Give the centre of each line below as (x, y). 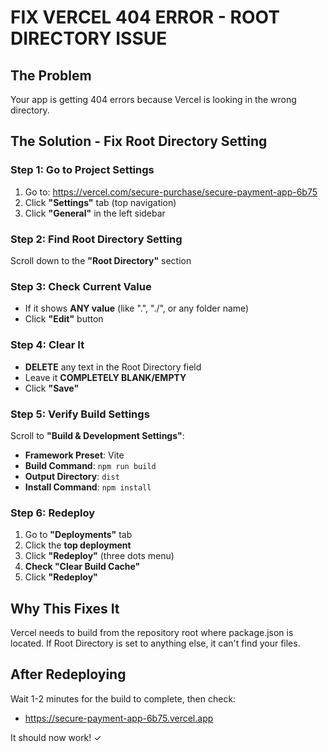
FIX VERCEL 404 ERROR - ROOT (145, 17)
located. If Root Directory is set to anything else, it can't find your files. (155, 643)
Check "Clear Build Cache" (82, 567)
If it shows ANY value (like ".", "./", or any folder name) (137, 308)
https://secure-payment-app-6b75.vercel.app (119, 718)
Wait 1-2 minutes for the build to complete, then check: (123, 698)
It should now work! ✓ (56, 737)
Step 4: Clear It (47, 345)
